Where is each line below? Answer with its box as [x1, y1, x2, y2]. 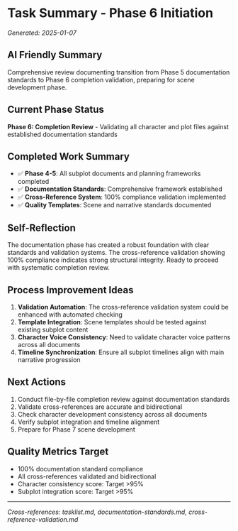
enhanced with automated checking [17, 310, 123, 319]
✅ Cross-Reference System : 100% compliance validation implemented [17, 193, 227, 202]
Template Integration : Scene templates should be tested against [17, 318, 207, 326]
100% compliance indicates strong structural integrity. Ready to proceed [7, 256, 219, 264]
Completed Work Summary [7, 150, 130, 163]
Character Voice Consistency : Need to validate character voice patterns [17, 333, 231, 341]
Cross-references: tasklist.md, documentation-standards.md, [7, 508, 188, 516]
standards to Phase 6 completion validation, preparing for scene [7, 75, 195, 84]
